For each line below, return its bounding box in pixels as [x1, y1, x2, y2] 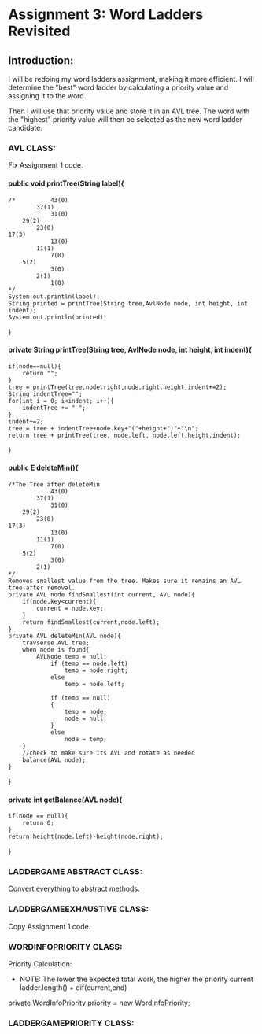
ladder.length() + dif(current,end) [19, 983, 127, 992]
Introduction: [8, 54, 74, 67]
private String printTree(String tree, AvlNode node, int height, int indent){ [8, 345, 253, 355]
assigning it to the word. [8, 91, 87, 100]
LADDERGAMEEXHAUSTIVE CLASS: [8, 903, 149, 914]
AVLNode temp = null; [36, 652, 108, 660]
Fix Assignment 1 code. [8, 161, 83, 170]
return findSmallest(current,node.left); [22, 618, 160, 626]
